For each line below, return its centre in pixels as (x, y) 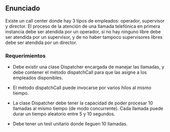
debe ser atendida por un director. (41, 42)
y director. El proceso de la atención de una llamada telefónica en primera (83, 26)
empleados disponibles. (38, 78)
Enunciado (23, 8)
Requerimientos (26, 56)
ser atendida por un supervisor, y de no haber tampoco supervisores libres (84, 37)
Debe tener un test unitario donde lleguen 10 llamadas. (70, 124)
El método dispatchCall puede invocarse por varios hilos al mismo (82, 88)
